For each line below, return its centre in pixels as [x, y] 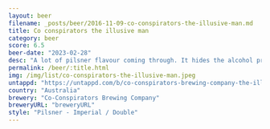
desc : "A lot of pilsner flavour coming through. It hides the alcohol [131, 61]
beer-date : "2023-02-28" [50, 53]
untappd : [23, 83]
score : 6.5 [27, 46]
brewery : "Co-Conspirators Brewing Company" [84, 98]
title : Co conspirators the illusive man [79, 30]
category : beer [34, 38]
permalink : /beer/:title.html [59, 68]
